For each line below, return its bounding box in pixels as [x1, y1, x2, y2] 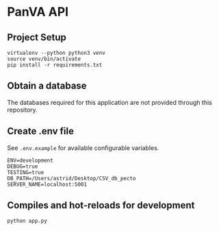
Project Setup [7, 32, 67, 43]
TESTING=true [7, 169, 44, 175]
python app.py [7, 217, 48, 225]
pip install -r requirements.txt [7, 62, 103, 69]
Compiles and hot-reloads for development [7, 199, 195, 211]
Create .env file [7, 125, 74, 137]
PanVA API [7, 4, 69, 20]
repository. [7, 106, 38, 114]
